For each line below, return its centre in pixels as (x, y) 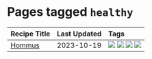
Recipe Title (30, 34)
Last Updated (79, 34)
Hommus (25, 45)
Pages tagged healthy (70, 12)
